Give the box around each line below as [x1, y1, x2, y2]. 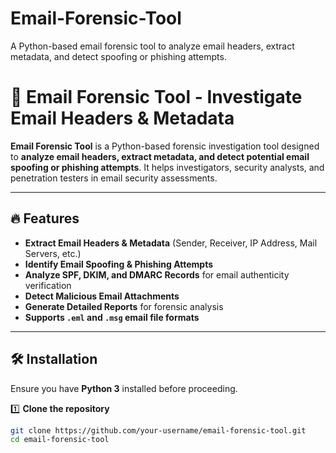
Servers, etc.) [24, 247, 82, 259]
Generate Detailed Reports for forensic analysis [24, 300, 224, 312]
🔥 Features [10, 210, 80, 227]
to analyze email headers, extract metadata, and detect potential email [10, 150, 310, 162]
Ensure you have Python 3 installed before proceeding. [10, 382, 238, 394]
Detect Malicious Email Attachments [24, 290, 180, 302]
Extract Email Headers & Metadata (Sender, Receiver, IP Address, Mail [24, 237, 318, 249]
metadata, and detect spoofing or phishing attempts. [10, 50, 227, 62]
